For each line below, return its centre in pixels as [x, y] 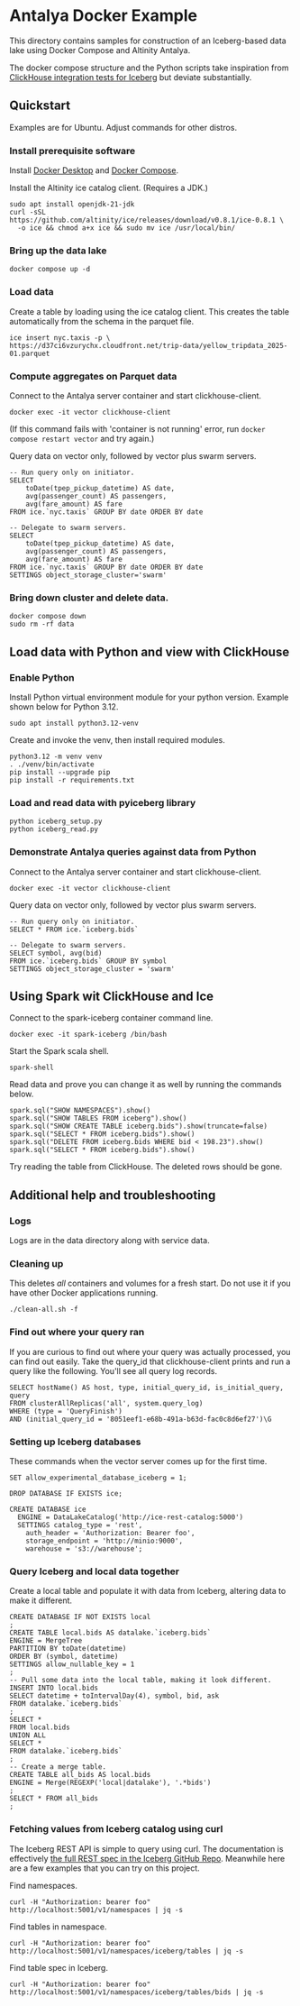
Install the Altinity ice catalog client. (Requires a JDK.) [109, 188]
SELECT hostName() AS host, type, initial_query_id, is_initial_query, [146, 1388]
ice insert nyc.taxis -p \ [60, 338]
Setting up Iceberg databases [75, 1442]
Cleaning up [36, 1263]
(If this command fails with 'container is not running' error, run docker [137, 428]
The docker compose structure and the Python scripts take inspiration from [149, 68]
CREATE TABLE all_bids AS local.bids [80, 1775]
